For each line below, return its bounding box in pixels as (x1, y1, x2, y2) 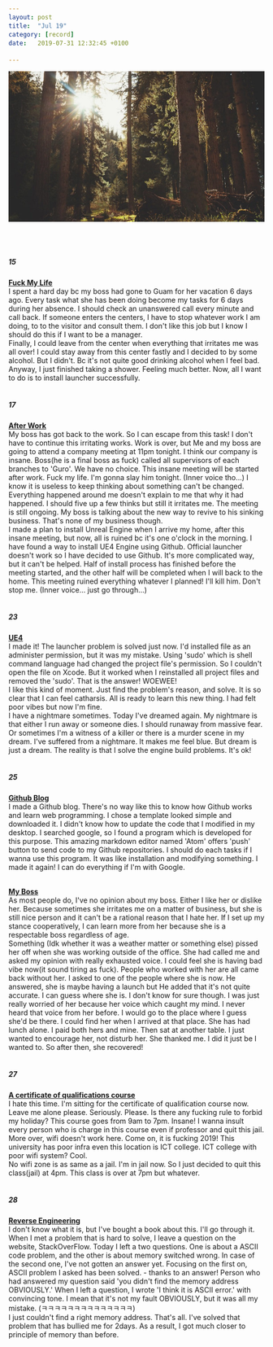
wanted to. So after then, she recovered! (8, 1042, 144, 1052)
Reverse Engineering (8, 1215, 81, 1225)
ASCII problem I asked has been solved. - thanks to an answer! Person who (8, 1267, 261, 1277)
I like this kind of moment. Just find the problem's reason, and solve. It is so (8, 684, 262, 694)
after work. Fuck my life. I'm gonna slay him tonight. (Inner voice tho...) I (8, 472, 249, 482)
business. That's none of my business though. (8, 515, 163, 525)
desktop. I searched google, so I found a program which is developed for (8, 827, 253, 838)
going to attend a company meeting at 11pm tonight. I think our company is (8, 446, 258, 456)
